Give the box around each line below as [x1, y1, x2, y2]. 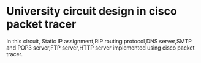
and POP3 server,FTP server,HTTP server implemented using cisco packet [6, 44, 195, 51]
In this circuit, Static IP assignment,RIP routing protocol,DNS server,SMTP [6, 37, 192, 45]
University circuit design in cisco [6, 4, 178, 18]
